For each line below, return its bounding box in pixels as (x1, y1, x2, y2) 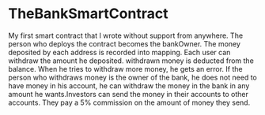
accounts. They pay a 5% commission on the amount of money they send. (8, 98, 251, 107)
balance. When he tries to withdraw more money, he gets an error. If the (8, 64, 243, 73)
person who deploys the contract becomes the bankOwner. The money (8, 39, 241, 48)
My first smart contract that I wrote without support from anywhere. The (8, 31, 244, 40)
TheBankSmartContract (8, 5, 168, 23)
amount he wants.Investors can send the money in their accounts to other (8, 89, 249, 98)
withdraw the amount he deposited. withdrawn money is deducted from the (8, 56, 255, 65)
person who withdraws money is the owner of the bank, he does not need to (8, 72, 257, 82)
